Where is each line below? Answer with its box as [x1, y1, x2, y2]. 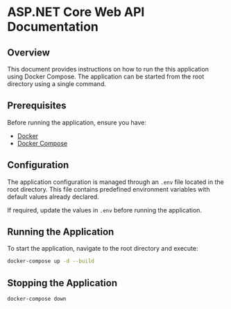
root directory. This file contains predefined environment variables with [7, 185, 210, 193]
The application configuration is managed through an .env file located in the [7, 178, 224, 186]
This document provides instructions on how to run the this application [7, 65, 209, 73]
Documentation [7, 19, 99, 35]
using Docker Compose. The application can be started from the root [7, 72, 205, 81]
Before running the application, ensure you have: [7, 118, 147, 126]
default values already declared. [7, 192, 99, 201]
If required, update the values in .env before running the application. [7, 206, 203, 214]
